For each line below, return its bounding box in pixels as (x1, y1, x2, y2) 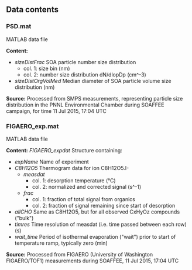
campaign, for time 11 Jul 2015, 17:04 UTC (6, 107, 107, 114)
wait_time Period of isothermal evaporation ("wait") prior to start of (14, 233, 176, 240)
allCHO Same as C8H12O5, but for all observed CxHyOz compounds (14, 208, 180, 215)
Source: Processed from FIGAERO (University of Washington (6, 251, 153, 258)
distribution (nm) (14, 84, 55, 91)
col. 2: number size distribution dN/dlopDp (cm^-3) (23, 71, 146, 78)
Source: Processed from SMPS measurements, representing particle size (6, 95, 183, 102)
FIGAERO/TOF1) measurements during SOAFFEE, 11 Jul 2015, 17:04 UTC (6, 257, 179, 264)
